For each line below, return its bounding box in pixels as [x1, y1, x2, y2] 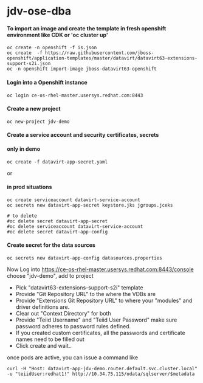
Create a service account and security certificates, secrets [7, 131, 159, 139]
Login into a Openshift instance [7, 78, 88, 86]
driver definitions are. [15, 303, 70, 311]
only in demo [7, 145, 41, 153]
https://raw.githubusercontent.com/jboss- [45, 50, 154, 56]
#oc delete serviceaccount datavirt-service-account [7, 223, 143, 229]
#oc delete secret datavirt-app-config [7, 229, 108, 235]
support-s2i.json [7, 61, 51, 67]
